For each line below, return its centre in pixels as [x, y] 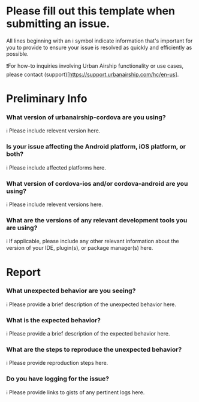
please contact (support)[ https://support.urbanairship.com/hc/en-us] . [93, 74]
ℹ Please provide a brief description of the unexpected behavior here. [91, 304]
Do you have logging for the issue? [58, 379]
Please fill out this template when [91, 11]
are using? [22, 228]
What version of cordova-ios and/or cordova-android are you [97, 183]
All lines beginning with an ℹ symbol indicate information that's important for [99, 41]
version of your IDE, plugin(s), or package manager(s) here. [80, 248]
